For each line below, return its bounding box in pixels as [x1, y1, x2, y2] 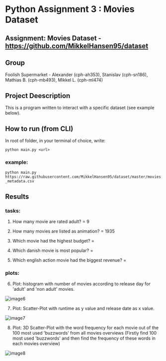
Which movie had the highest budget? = [12, 238, 94, 243]
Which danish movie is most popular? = [12, 247, 93, 253]
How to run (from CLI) [5, 124, 74, 133]
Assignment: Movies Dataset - [5, 34, 102, 42]
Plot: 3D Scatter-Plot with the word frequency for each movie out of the [12, 325, 159, 331]
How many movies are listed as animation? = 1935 [12, 228, 115, 234]
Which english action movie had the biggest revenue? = [12, 257, 127, 263]
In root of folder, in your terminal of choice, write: [5, 138, 106, 144]
